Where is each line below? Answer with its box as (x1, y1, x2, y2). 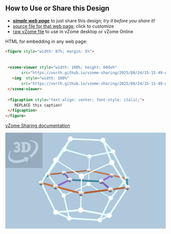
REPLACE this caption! (14, 102, 63, 108)
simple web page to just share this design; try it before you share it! (12, 17, 155, 23)
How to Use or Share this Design (5, 4, 109, 13)
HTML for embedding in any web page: (5, 38, 88, 44)
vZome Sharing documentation (5, 122, 70, 129)
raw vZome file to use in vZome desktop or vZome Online (12, 28, 133, 35)
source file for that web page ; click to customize (12, 23, 115, 29)
